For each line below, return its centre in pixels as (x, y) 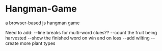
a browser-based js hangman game (43, 23)
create (12, 43)
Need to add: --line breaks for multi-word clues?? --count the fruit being (81, 32)
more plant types (37, 43)
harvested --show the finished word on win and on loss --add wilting (78, 38)
